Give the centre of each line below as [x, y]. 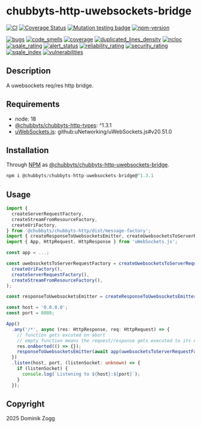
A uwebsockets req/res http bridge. [50, 85]
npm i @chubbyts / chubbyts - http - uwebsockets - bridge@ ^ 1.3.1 [80, 176]
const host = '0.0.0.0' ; [37, 307]
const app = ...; [28, 253]
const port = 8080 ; [31, 313]
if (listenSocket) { [42, 369]
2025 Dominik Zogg [31, 418]
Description [28, 71]
